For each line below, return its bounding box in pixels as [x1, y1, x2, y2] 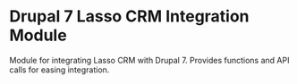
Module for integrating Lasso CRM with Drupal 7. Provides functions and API [9, 55, 290, 65]
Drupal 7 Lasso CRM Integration [9, 6, 250, 27]
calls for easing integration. [9, 64, 110, 75]
